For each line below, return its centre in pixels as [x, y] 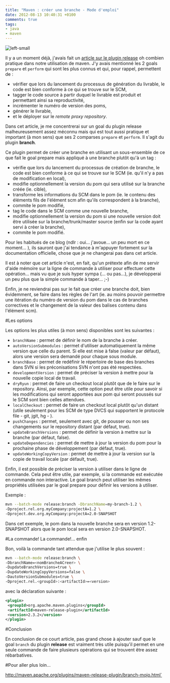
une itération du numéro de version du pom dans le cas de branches [77, 300]
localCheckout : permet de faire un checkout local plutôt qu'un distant [86, 405]
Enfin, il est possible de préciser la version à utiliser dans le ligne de [76, 469]
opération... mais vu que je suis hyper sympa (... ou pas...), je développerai [83, 274]
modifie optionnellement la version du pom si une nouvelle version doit [87, 216]
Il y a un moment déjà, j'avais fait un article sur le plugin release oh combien [84, 58]
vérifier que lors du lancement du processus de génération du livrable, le [89, 84]
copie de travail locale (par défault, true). [55, 459]
